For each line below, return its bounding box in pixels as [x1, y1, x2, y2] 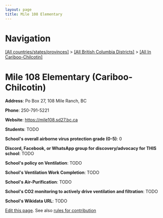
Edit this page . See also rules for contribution [5, 208, 97, 214]
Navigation [5, 33, 51, 44]
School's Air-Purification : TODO [5, 179, 72, 185]
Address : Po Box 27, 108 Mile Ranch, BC [5, 98, 87, 104]
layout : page [5, 7, 32, 12]
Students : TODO [5, 126, 39, 132]
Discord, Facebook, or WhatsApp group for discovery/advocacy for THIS [5, 145, 157, 151]
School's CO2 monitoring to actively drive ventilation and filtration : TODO [5, 189, 158, 194]
